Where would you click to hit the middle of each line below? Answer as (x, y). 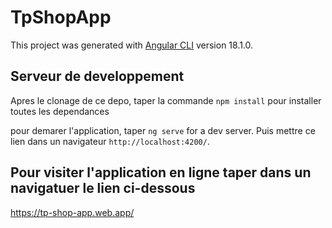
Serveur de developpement (97, 76)
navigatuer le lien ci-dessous (103, 188)
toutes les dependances (60, 111)
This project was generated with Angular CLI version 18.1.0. (132, 45)
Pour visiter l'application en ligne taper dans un (161, 172)
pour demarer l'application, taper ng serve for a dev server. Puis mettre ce (163, 130)
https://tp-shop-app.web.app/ (72, 212)
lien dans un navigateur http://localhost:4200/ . (110, 141)
